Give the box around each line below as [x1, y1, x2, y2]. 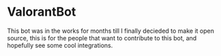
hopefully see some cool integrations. [7, 41, 113, 49]
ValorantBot [7, 4, 76, 20]
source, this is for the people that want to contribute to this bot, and [7, 33, 197, 42]
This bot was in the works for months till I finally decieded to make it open [7, 27, 215, 35]
